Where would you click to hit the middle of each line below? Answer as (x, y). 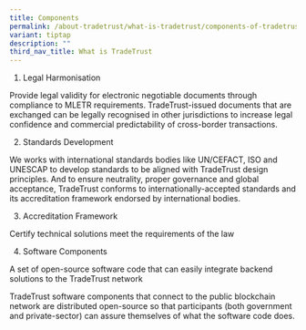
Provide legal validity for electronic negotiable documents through (133, 96)
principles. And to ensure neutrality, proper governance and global (134, 180)
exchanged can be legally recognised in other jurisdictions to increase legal (151, 115)
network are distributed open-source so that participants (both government (151, 306)
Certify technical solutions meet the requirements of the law (122, 234)
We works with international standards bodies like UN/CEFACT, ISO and (143, 160)
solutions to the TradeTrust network (76, 279)
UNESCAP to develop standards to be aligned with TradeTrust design (139, 170)
